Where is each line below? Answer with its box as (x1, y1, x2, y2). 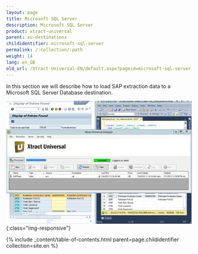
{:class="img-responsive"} (6, 224, 71, 232)
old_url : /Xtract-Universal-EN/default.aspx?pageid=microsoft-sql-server (6, 66, 192, 71)
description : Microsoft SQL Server (6, 22, 94, 28)
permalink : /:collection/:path (6, 47, 83, 53)
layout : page (6, 9, 38, 15)
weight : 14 (6, 53, 33, 59)
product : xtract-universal (6, 28, 72, 34)
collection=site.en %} (6, 242, 58, 249)
